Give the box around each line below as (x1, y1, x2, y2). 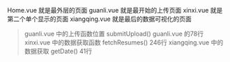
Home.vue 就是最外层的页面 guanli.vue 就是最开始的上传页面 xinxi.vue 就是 (7, 6, 223, 14)
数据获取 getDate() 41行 (24, 47, 93, 55)
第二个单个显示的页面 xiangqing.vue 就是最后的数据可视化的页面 (7, 15, 192, 23)
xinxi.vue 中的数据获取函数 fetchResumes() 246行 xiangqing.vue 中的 (24, 38, 224, 47)
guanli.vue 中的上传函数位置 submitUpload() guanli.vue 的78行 (24, 30, 204, 38)
